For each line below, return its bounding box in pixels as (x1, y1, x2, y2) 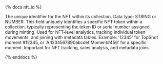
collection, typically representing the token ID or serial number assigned (5, 24, 150, 30)
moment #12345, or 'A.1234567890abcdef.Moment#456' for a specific (5, 40, 147, 45)
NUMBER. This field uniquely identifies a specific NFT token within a (5, 19, 143, 24)
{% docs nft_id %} (5, 4, 42, 10)
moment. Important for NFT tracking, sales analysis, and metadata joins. (5, 45, 150, 50)
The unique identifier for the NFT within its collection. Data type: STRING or (5, 14, 157, 19)
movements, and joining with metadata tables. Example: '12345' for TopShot (5, 34, 158, 40)
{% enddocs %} (5, 54, 38, 60)
